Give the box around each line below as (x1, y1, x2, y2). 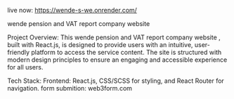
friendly (7, 48, 30, 56)
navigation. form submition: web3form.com (7, 84, 132, 92)
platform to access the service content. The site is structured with (31, 48, 222, 56)
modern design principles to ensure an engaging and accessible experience (7, 55, 228, 64)
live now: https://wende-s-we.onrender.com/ (7, 6, 137, 14)
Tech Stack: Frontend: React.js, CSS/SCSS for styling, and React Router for (7, 77, 225, 85)
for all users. (7, 63, 44, 71)
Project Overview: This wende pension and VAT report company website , (7, 33, 221, 41)
